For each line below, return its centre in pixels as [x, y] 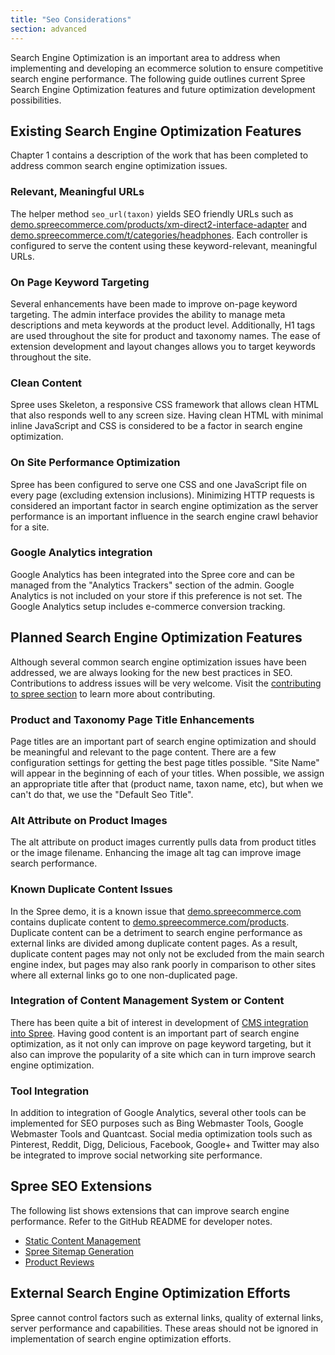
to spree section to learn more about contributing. [113, 693]
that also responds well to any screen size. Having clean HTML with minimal [167, 415]
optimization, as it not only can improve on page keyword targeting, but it [161, 1043]
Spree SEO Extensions [81, 1186]
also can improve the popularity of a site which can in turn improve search [163, 1054]
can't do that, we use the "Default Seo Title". [102, 794]
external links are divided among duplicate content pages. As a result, [154, 943]
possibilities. [36, 100]
